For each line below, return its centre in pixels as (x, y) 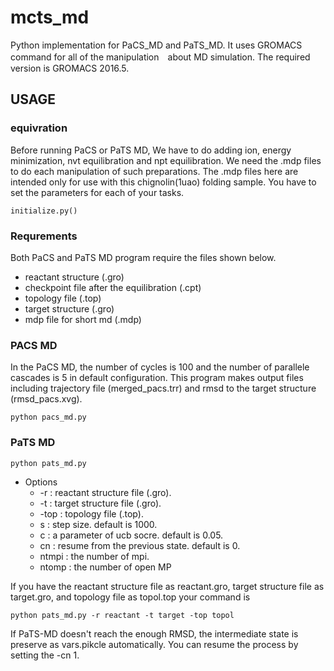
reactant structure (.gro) (74, 277)
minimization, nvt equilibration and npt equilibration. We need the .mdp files (166, 160)
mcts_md (50, 17)
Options (41, 482)
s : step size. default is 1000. (98, 524)
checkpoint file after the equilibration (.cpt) (113, 287)
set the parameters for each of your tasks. (97, 192)
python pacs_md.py (48, 417)
